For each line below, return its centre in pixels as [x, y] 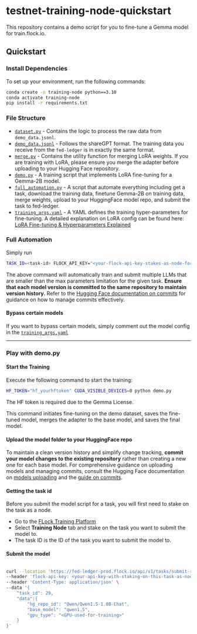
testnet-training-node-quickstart [89, 11]
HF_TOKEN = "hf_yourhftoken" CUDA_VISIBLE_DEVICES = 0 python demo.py [89, 391]
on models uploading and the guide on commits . [64, 478]
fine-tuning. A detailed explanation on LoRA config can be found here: [99, 218]
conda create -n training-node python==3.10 [61, 92]
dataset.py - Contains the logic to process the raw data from [88, 131]
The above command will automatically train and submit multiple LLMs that [96, 274]
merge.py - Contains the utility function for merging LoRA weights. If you [101, 156]
